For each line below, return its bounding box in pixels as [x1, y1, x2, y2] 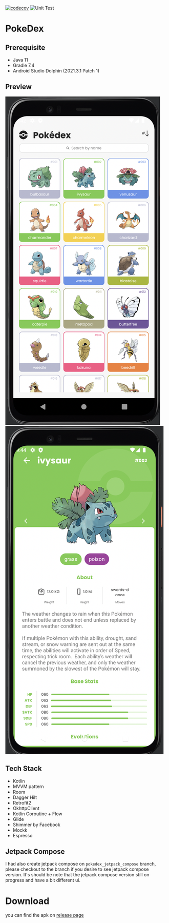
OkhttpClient [12, 805, 40, 811]
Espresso [12, 832, 33, 838]
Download [5, 895, 50, 907]
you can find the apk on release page [5, 912, 84, 918]
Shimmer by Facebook [12, 821, 60, 828]
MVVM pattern [12, 783, 45, 790]
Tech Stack [5, 764, 42, 773]
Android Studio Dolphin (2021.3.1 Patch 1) [12, 68, 100, 74]
